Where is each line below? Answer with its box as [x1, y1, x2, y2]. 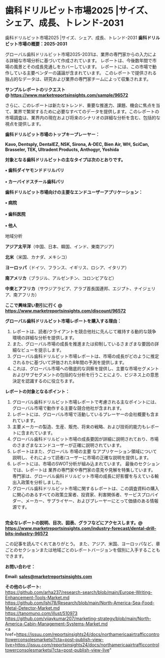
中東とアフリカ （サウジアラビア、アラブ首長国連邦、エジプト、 [5, 285, 134, 291]
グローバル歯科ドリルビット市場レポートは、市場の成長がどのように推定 [12, 353, 159, 359]
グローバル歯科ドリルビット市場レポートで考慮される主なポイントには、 [12, 399, 159, 405]
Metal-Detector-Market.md [5, 605, 60, 611]
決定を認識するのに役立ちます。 [12, 378, 77, 384]
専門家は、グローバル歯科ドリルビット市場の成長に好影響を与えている [12, 473, 155, 479]
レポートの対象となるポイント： [5, 388, 70, 394]
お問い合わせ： [5, 564, 35, 570]
